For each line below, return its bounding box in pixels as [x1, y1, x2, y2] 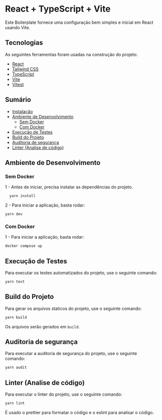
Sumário [5, 96, 32, 104]
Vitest [12, 81, 24, 87]
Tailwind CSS [12, 66, 39, 72]
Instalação [12, 108, 33, 114]
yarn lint [5, 401, 25, 406]
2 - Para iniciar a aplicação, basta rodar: [5, 202, 85, 208]
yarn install [9, 194, 36, 198]
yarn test [5, 279, 25, 284]
